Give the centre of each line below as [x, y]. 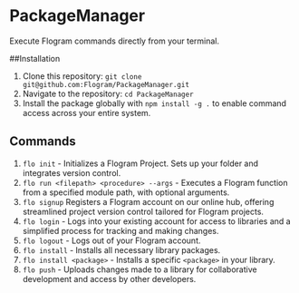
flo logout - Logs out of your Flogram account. [111, 240]
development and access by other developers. [109, 278]
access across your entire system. [87, 112]
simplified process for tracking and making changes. [121, 230]
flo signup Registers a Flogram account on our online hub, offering [148, 201]
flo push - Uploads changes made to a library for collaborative [140, 269]
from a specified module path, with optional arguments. [126, 192]
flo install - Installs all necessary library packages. [121, 249]
